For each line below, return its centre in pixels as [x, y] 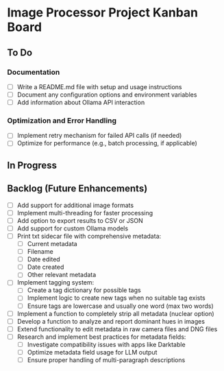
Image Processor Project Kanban [103, 13]
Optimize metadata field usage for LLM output [92, 352]
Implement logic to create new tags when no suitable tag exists [116, 298]
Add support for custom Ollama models [73, 228]
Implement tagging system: [55, 283]
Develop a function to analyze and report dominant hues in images [111, 321]
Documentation [34, 72]
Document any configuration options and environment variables [107, 95]
